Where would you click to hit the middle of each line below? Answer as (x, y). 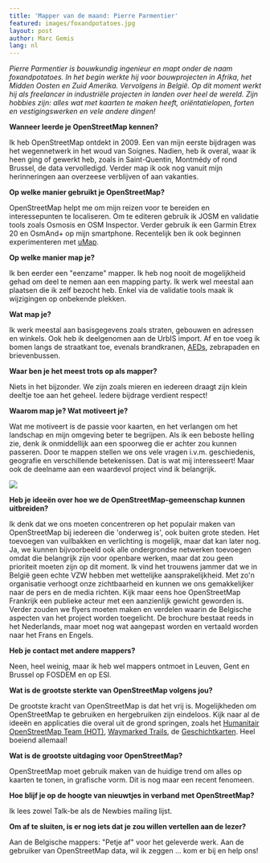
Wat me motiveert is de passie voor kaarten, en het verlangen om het (123, 426)
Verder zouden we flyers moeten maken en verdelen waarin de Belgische (131, 610)
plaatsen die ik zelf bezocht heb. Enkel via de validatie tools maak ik (121, 290)
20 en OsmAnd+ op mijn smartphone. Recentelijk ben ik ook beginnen (125, 233)
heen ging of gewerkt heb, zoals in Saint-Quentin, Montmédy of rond (123, 160)
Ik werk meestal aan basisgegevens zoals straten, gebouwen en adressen (131, 330)
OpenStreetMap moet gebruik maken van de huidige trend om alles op (125, 771)
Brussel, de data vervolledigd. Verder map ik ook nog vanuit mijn (116, 168)
